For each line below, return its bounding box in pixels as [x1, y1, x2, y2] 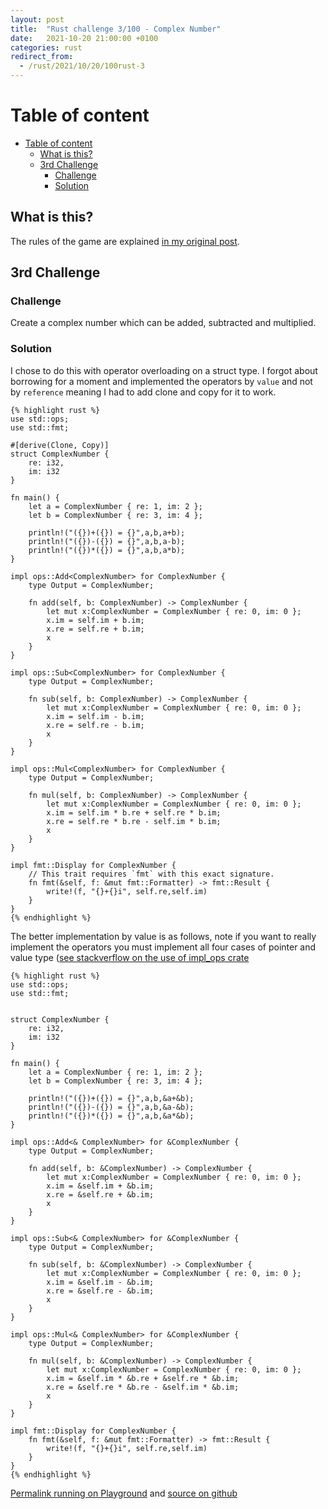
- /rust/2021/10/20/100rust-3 [19, 61, 145, 71]
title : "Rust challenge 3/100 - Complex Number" [10, 24, 222, 34]
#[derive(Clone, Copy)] [10, 440, 110, 450]
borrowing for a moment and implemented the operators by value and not [10, 375, 313, 387]
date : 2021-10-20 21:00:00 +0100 [10, 33, 159, 43]
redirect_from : [10, 52, 74, 62]
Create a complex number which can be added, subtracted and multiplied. [10, 317, 317, 329]
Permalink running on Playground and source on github [10, 1487, 238, 1499]
